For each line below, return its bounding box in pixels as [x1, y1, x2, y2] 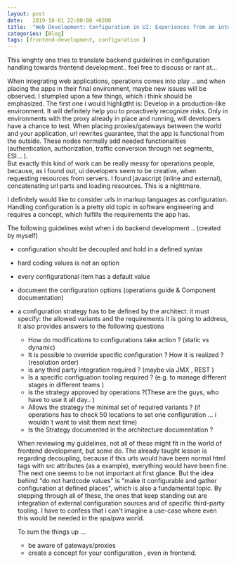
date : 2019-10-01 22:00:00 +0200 [7, 17, 112, 24]
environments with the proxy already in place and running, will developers [7, 114, 221, 123]
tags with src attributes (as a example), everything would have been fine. [17, 462, 229, 470]
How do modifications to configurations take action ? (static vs [27, 336, 209, 344]
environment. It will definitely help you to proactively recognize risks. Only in [7, 107, 228, 115]
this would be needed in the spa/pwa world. [17, 514, 145, 522]
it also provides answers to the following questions [17, 322, 165, 331]
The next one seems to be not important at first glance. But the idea [17, 469, 214, 477]
